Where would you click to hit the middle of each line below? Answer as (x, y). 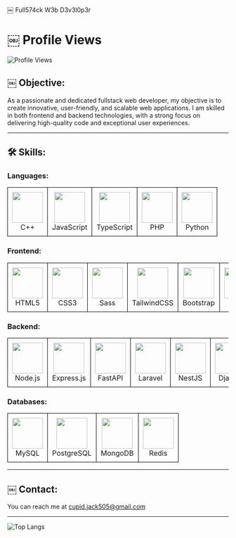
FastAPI (111, 378)
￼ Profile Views (54, 40)
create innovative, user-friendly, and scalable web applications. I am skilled (116, 108)
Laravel (150, 378)
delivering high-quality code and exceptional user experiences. (99, 122)
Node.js (28, 378)
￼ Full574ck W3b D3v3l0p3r (49, 10)
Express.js (69, 378)
